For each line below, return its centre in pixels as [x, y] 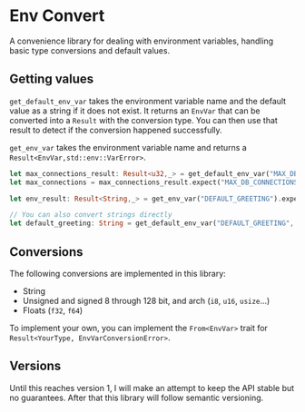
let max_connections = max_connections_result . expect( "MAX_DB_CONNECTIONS [154, 182]
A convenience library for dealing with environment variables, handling [142, 41]
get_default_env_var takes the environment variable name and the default [148, 101]
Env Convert [57, 16]
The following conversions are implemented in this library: [118, 273]
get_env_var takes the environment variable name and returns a [128, 147]
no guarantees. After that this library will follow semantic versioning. [137, 397]
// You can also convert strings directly [91, 215]
